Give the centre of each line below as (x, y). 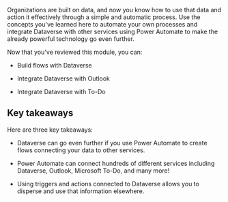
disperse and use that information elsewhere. (81, 191)
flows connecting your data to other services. (81, 150)
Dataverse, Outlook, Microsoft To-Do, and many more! (93, 171)
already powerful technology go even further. (71, 39)
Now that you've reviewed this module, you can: (75, 52)
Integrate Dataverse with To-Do (61, 92)
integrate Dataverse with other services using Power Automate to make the (113, 31)
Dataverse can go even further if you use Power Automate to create (112, 143)
